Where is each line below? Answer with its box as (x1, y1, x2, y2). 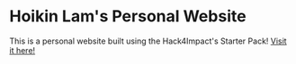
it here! (9, 44, 36, 55)
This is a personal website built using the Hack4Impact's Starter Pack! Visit (9, 36, 287, 46)
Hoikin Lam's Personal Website (9, 6, 247, 27)
